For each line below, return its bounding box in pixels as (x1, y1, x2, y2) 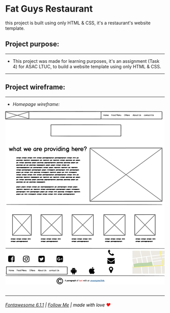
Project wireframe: (5, 83, 66, 92)
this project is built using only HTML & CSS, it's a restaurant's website (5, 20, 151, 26)
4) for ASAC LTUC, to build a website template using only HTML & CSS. (12, 63, 161, 69)
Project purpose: (5, 40, 60, 49)
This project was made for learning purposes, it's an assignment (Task (12, 58, 160, 64)
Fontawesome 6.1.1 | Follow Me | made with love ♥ (5, 302, 111, 308)
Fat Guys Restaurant (5, 3, 93, 15)
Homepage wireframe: (12, 101, 60, 107)
